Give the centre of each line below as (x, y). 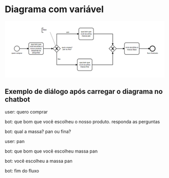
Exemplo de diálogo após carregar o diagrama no (84, 92)
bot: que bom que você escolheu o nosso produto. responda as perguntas (82, 121)
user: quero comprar (26, 112)
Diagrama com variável (54, 9)
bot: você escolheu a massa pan (39, 161)
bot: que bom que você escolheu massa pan (51, 151)
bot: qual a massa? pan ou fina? (38, 131)
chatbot (18, 100)
